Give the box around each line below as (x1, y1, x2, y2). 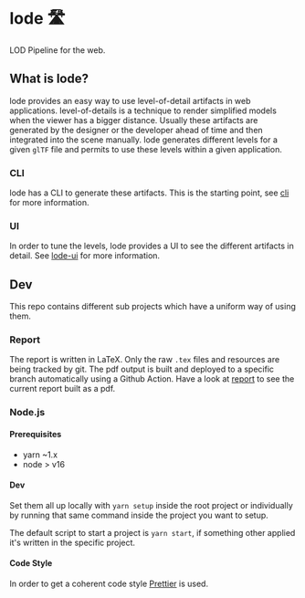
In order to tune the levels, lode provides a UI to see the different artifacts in (9, 240, 294, 252)
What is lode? (9, 71, 89, 87)
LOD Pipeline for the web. (9, 44, 106, 56)
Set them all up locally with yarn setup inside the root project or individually (9, 499, 294, 510)
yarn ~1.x (22, 449, 58, 460)
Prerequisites (9, 428, 62, 439)
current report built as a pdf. (9, 383, 116, 394)
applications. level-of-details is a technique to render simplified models (9, 105, 277, 116)
